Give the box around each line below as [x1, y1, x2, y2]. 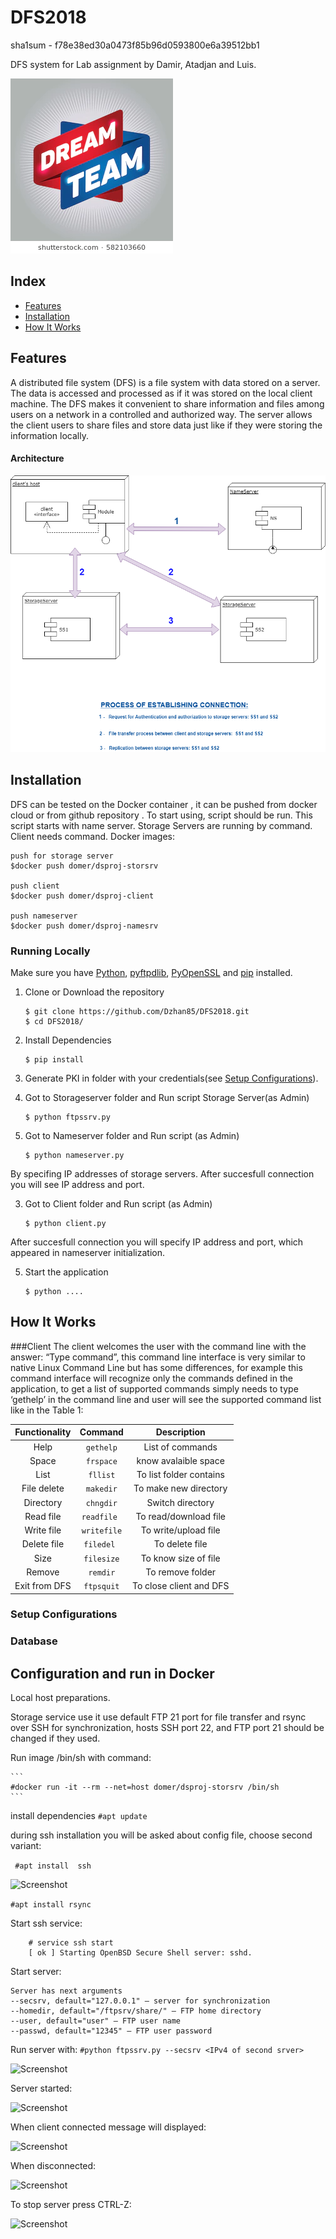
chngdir [85, 1498, 118, 1508]
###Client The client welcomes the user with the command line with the [10, 1340, 307, 1352]
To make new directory [133, 1482, 228, 1495]
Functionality [14, 1426, 72, 1438]
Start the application [24, 1266, 109, 1278]
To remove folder [145, 1566, 217, 1578]
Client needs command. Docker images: [10, 830, 175, 842]
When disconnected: [10, 2160, 97, 2172]
